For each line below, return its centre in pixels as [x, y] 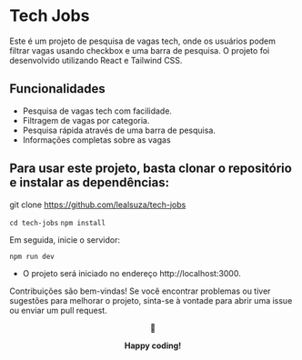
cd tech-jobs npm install [58, 223]
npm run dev [32, 256]
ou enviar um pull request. [58, 310]
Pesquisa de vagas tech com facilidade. [97, 111]
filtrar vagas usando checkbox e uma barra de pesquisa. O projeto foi [140, 50]
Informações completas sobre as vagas [96, 140]
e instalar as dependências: [90, 183]
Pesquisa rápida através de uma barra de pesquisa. [119, 130]
